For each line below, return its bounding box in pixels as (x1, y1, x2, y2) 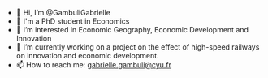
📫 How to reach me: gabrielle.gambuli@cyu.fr (15, 60, 172, 69)
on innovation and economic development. (15, 51, 160, 60)
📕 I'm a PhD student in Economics (15, 16, 130, 26)
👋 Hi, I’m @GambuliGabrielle (15, 8, 111, 17)
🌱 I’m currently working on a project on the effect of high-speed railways (15, 42, 260, 52)
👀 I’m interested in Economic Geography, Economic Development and (15, 25, 249, 34)
